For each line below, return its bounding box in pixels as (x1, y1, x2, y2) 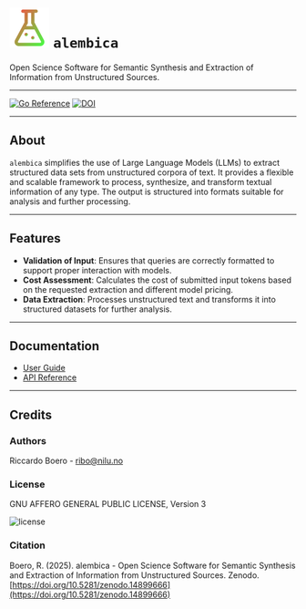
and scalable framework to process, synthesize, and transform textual (9, 176, 272, 187)
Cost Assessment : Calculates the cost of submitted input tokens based (22, 274, 291, 285)
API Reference (22, 372, 77, 383)
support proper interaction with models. (22, 264, 172, 275)
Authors (9, 434, 47, 447)
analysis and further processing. (9, 195, 131, 207)
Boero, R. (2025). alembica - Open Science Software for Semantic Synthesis (9, 560, 296, 571)
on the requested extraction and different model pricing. (22, 284, 234, 294)
